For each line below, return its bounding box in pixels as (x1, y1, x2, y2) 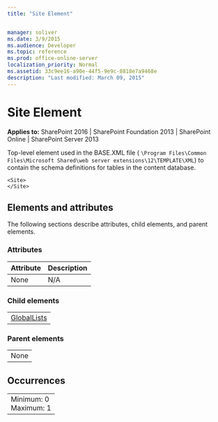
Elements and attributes (7, 202, 114, 213)
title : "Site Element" (7, 10, 73, 17)
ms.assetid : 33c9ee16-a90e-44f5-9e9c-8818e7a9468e (7, 68, 157, 75)
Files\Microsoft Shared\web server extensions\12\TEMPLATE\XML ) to (7, 156, 204, 164)
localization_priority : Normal (7, 61, 98, 68)
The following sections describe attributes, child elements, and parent (7, 220, 208, 229)
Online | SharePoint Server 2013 (7, 135, 99, 143)
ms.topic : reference (7, 48, 68, 56)
